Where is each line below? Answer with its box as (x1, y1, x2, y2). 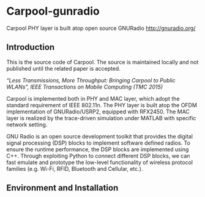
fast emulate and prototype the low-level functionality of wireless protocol (6, 159, 193, 166)
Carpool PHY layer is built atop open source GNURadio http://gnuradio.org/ (6, 24, 196, 32)
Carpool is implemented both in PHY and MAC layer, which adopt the (6, 95, 180, 102)
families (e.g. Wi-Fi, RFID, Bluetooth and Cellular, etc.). (6, 165, 143, 172)
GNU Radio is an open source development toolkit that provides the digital (6, 132, 193, 140)
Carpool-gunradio (6, 4, 100, 18)
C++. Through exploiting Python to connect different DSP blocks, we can (6, 152, 190, 159)
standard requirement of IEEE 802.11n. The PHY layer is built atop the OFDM (6, 101, 198, 109)
